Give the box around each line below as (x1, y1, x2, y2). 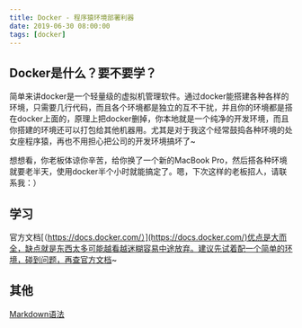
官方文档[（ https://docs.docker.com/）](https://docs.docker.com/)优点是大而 (9, 232, 288, 243)
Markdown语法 (9, 308, 65, 319)
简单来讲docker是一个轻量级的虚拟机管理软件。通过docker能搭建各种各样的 (9, 91, 289, 102)
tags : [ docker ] (9, 30, 67, 39)
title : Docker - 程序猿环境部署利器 (9, 13, 135, 22)
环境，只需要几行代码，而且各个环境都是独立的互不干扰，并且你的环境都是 (9, 102, 285, 113)
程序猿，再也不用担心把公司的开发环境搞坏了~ (24, 136, 196, 146)
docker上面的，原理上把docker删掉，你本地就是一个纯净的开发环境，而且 (16, 113, 289, 124)
